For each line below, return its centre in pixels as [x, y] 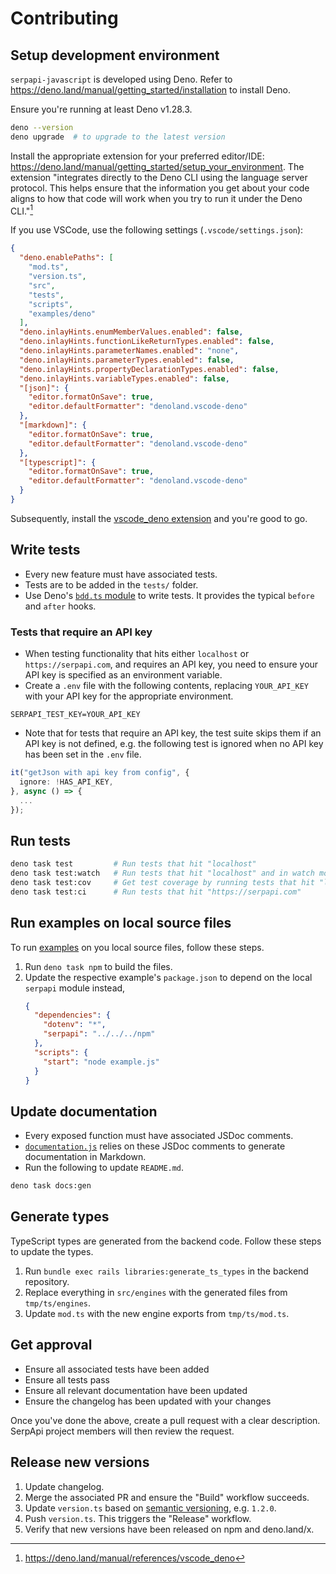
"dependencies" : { [72, 1015]
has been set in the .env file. [83, 754]
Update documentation [84, 1111]
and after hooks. [60, 606]
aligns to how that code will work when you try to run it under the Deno [156, 198]
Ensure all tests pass [67, 1379]
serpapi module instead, [75, 988]
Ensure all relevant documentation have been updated [136, 1390]
